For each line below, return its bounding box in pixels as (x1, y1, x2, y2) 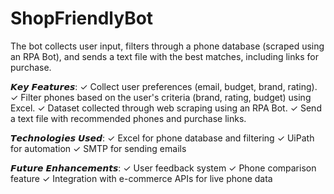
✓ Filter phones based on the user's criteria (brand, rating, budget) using (10, 91, 312, 103)
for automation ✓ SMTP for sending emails (10, 142, 187, 154)
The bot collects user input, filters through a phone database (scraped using (10, 40, 325, 52)
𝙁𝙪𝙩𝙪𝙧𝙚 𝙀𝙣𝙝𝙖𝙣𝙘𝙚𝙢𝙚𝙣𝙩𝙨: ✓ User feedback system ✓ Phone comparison (10, 162, 317, 174)
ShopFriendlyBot (10, 7, 154, 30)
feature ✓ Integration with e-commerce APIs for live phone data (10, 172, 273, 184)
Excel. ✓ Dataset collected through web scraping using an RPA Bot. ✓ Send (10, 102, 322, 114)
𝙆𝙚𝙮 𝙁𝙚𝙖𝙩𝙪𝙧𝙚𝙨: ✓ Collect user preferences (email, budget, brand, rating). (10, 80, 318, 92)
